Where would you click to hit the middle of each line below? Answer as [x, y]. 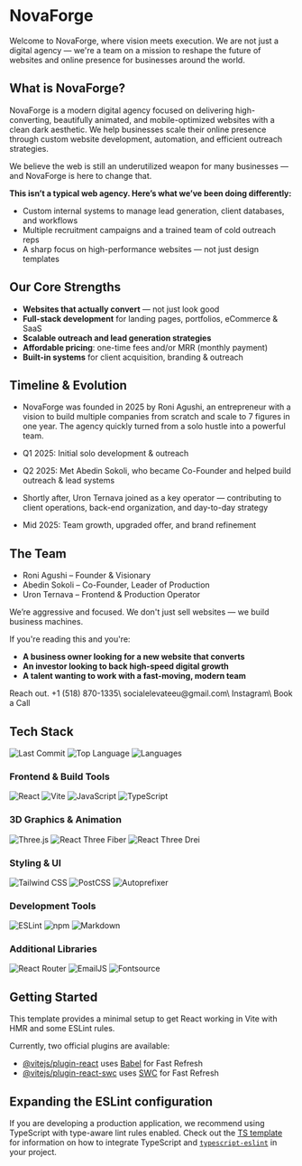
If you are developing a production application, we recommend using [137, 1124]
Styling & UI [35, 862]
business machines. [46, 622]
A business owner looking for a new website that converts [133, 657]
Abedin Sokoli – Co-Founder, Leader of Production [116, 585]
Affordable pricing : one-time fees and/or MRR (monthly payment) [145, 347]
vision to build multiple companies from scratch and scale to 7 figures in [156, 417]
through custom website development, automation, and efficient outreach [146, 139]
